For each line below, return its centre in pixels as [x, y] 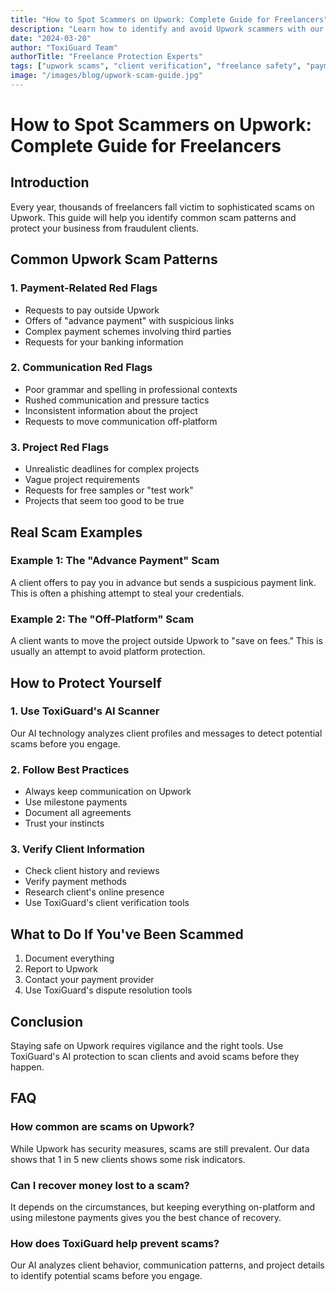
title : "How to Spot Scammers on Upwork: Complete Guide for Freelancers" [169, 19]
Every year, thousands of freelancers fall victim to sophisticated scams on [162, 207]
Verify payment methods [75, 882]
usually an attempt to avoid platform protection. [108, 652]
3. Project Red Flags [60, 447]
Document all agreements [78, 813]
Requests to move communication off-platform [121, 421]
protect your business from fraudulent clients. [105, 228]
